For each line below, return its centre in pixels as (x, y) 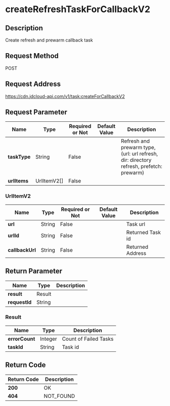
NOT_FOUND (59, 396)
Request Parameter (36, 112)
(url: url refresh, (139, 154)
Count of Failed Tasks (88, 339)
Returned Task (143, 232)
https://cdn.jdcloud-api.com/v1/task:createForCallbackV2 (65, 96)
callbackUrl (22, 250)
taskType (19, 157)
